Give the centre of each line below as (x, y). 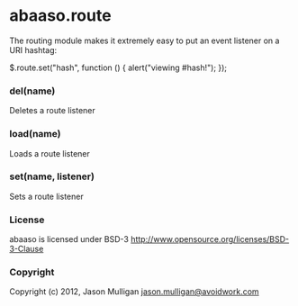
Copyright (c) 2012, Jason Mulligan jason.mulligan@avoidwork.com (134, 292)
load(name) (35, 134)
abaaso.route (60, 16)
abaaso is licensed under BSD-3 (69, 239)
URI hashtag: (33, 49)
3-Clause (27, 249)
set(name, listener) (52, 176)
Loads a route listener (50, 153)
